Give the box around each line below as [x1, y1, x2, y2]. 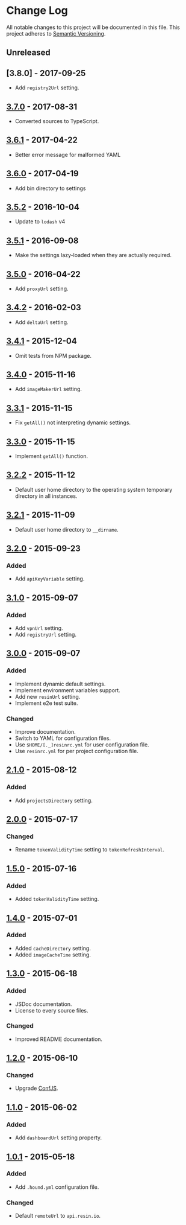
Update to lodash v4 [14, 218, 66, 225]
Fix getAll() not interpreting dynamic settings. [14, 419, 131, 426]
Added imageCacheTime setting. [14, 951, 91, 958]
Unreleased [6, 48, 51, 58]
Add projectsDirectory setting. [14, 797, 93, 804]
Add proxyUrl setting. [14, 285, 69, 293]
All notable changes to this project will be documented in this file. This [6, 24, 181, 31]
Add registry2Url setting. [14, 84, 79, 91]
